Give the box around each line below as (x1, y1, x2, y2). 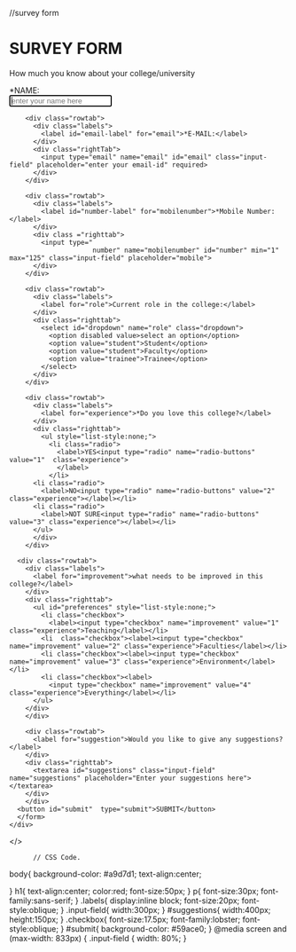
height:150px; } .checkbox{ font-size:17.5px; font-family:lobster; (9, 914, 241, 924)
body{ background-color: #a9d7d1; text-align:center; (9, 869, 202, 879)
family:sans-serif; (9, 895, 74, 906)
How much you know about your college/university (9, 67, 196, 78)
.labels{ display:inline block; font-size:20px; (80, 895, 240, 906)
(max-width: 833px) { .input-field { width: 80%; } (9, 932, 187, 943)
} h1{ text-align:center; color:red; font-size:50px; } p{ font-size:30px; (9, 885, 260, 896)
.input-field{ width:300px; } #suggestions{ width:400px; (66, 904, 271, 915)
